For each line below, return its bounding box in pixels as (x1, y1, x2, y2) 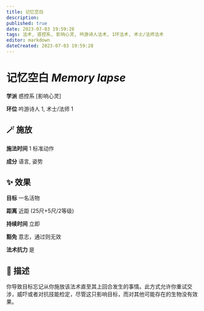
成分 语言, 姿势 (6, 158, 43, 165)
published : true (6, 20, 47, 26)
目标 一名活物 (6, 194, 40, 201)
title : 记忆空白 (6, 9, 44, 15)
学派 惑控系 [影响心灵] (6, 92, 62, 99)
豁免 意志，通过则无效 (6, 233, 61, 240)
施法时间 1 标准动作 (6, 144, 55, 152)
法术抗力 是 (6, 246, 35, 253)
